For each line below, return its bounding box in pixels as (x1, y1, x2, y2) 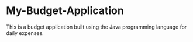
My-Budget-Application (6, 4, 124, 17)
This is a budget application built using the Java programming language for (6, 23, 187, 30)
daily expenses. (6, 29, 44, 36)
